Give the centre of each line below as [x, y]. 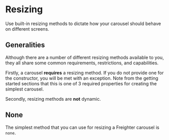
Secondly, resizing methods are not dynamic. [53, 99]
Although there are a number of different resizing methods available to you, [84, 57]
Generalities [25, 45]
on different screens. [27, 29]
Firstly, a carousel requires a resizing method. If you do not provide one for [84, 73]
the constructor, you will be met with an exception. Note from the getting [82, 78]
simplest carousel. [25, 89]
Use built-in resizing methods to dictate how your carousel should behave [83, 24]
